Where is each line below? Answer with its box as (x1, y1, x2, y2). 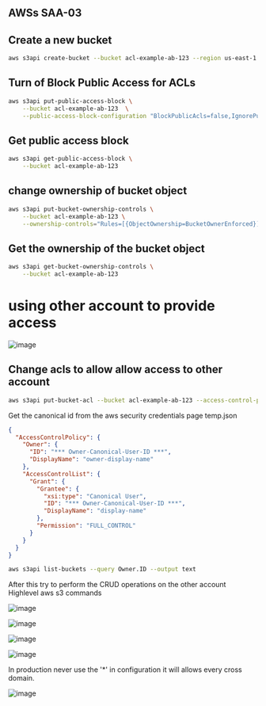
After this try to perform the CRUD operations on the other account (8, 580, 226, 590)
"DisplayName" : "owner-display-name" (28, 456, 154, 464)
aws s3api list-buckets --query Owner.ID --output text (8, 566, 196, 574)
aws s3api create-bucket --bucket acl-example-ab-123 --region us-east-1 (8, 55, 257, 63)
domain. (8, 674, 35, 683)
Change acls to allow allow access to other (8, 363, 223, 376)
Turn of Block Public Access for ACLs (8, 76, 196, 90)
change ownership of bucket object (8, 184, 188, 197)
